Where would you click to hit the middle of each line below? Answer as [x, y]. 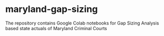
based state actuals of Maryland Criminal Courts [56, 28]
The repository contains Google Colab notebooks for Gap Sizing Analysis [82, 23]
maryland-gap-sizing [52, 9]
